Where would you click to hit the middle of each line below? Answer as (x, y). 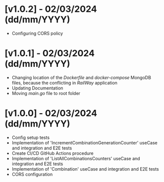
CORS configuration (32, 174)
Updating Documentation (37, 88)
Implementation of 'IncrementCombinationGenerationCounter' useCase (85, 142)
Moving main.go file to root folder (46, 93)
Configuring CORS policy (37, 33)
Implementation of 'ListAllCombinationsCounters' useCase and (76, 158)
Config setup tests (31, 137)
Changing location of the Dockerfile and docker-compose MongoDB (82, 77)
